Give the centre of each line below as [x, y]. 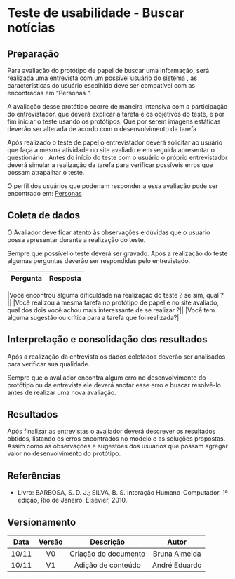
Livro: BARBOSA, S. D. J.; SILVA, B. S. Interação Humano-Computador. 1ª [122, 493]
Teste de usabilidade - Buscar [96, 13]
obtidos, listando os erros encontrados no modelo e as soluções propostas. [116, 439]
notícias [31, 28]
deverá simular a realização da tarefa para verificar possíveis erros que [110, 165]
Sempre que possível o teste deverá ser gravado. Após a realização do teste [117, 253]
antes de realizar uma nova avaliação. [62, 392]
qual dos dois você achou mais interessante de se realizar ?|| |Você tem [111, 310]
